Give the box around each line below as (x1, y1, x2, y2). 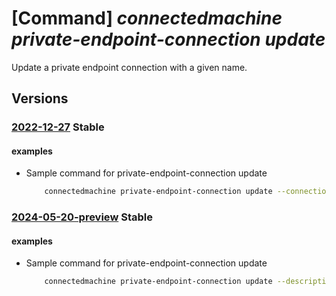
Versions (11, 90, 69, 107)
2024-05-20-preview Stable (11, 210, 153, 224)
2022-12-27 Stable (11, 120, 105, 134)
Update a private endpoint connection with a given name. (11, 61, 248, 73)
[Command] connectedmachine (11, 7, 283, 30)
